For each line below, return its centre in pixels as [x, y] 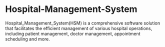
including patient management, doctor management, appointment [73, 33]
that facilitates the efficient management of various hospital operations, [79, 28]
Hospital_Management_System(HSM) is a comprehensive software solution [83, 23]
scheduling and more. [27, 39]
